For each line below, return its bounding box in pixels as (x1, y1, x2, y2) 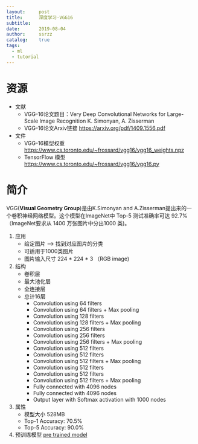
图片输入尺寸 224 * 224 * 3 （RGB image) (24, 255, 130, 262)
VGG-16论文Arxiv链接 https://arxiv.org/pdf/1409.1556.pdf (24, 124, 166, 132)
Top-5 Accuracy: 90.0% (24, 423, 85, 431)
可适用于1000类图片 (24, 247, 74, 254)
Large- (167, 110, 184, 118)
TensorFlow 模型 (24, 153, 66, 161)
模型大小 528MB (24, 410, 65, 417)
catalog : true (6, 37, 50, 43)
